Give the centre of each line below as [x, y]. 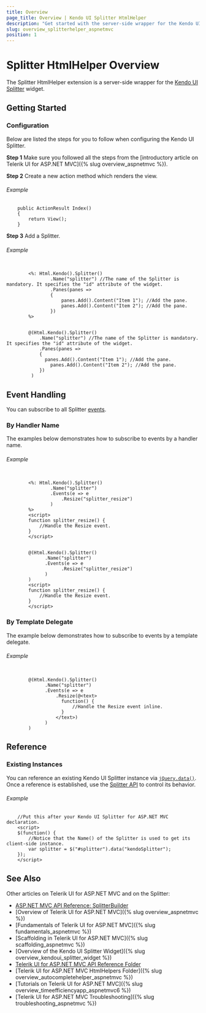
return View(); [48, 219]
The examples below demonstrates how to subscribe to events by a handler [102, 439]
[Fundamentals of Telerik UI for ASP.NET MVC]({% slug [85, 925]
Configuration [28, 125]
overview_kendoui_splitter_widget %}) [63, 957]
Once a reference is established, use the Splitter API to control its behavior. [101, 784]
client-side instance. [35, 843]
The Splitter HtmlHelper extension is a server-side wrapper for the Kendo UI [102, 82]
